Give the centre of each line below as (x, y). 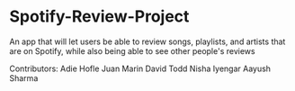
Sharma (24, 77)
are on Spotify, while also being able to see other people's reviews (132, 50)
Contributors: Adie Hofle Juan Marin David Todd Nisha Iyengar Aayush (140, 68)
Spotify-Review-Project (99, 17)
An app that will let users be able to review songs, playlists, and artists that (147, 41)
